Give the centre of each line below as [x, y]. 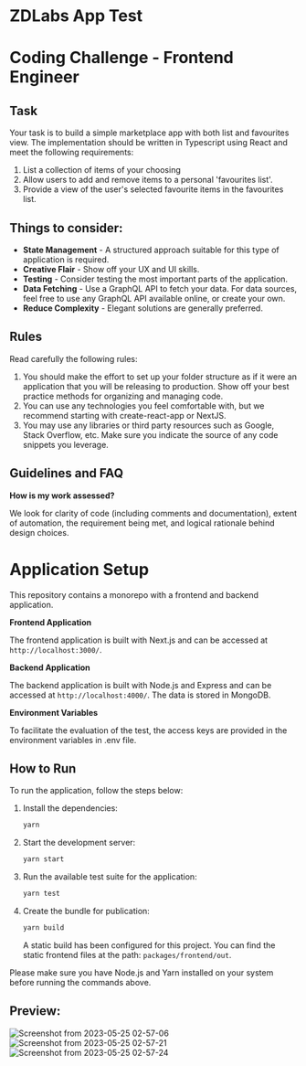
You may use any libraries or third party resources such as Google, [148, 425]
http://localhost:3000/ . [56, 649]
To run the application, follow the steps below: [96, 791]
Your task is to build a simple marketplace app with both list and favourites [149, 133]
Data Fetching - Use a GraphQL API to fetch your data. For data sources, [160, 288]
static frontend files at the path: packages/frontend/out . [127, 954]
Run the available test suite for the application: [110, 877]
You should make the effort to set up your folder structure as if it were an [159, 377]
